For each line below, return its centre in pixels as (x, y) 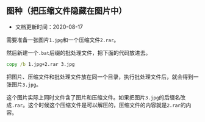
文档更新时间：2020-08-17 (49, 27)
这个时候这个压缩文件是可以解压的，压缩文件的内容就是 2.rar (104, 105)
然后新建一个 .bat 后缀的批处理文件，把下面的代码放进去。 (79, 52)
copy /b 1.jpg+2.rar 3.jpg (41, 64)
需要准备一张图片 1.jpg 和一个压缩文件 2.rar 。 (63, 40)
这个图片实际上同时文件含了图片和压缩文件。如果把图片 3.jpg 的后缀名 (93, 97)
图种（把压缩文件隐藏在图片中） (67, 11)
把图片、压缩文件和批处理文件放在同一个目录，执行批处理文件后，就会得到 (100, 77)
